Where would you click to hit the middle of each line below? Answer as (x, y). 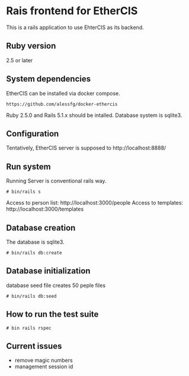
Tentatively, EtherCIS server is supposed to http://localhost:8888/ (86, 148)
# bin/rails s (24, 192)
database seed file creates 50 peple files (56, 285)
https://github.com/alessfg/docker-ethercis (62, 104)
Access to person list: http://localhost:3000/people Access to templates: (95, 203)
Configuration (33, 134)
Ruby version (31, 46)
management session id (44, 367)
